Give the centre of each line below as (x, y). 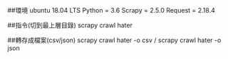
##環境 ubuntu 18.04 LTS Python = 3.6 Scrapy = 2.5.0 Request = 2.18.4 (111, 10)
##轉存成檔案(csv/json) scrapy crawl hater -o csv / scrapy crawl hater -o (114, 40)
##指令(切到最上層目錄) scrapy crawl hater (70, 25)
